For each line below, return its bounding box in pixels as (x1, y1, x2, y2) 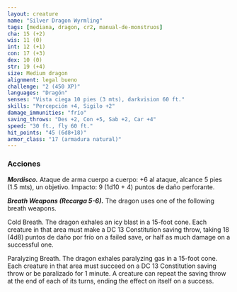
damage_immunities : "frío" (7, 109, 87, 116)
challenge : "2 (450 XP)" (7, 83, 81, 90)
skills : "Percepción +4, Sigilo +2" (7, 103, 115, 110)
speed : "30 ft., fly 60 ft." (7, 122, 93, 130)
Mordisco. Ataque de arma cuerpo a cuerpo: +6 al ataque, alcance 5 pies (7, 175, 223, 184)
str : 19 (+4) (7, 63, 46, 70)
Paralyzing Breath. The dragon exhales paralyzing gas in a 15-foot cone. (7, 254, 218, 262)
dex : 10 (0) (7, 57, 42, 64)
